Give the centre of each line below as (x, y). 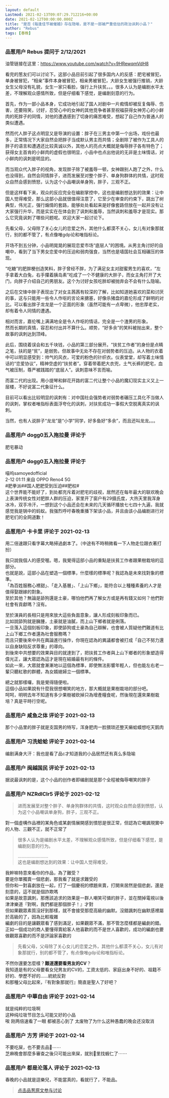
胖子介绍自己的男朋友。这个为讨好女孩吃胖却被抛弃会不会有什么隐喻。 (91, 281)
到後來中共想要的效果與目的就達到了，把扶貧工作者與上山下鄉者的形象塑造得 (84, 653)
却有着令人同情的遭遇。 (29, 311)
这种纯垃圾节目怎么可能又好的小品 (40, 1015)
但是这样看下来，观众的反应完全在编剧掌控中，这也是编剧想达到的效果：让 (82, 193)
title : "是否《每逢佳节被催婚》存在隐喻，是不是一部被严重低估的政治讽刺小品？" (79, 24)
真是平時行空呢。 (31, 701)
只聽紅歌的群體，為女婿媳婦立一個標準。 (51, 671)
